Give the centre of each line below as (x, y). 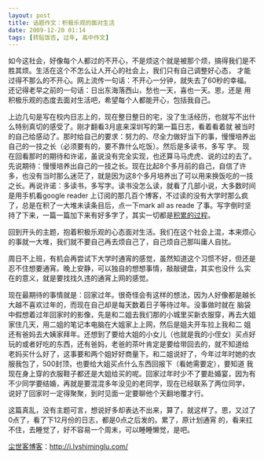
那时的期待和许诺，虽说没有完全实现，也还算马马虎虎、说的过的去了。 (142, 156)
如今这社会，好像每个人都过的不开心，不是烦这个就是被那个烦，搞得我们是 (128, 61)
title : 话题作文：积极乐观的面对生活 (62, 23)
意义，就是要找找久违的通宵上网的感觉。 (87, 278)
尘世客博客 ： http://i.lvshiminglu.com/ (68, 446)
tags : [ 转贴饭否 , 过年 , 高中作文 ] (59, 37)
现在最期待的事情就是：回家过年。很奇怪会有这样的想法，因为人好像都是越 (128, 295)
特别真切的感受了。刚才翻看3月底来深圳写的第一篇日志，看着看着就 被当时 (135, 127)
